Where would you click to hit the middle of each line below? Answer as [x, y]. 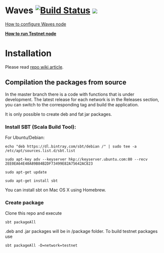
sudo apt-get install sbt [31, 181]
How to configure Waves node [36, 24]
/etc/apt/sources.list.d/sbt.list [40, 151]
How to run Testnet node [31, 33]
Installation [28, 53]
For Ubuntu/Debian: [25, 137]
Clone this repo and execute [34, 213]
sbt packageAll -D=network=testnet [41, 246]
